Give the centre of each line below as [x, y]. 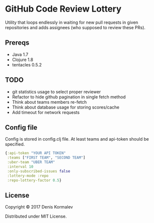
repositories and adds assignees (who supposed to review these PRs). [75, 27]
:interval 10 [20, 167]
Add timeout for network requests [46, 112]
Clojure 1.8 [23, 60]
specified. [15, 144]
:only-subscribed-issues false [38, 171]
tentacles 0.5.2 [27, 64]
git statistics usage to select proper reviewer [56, 92]
